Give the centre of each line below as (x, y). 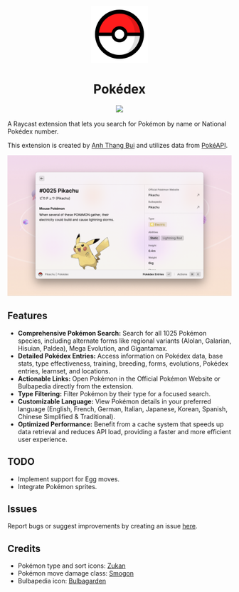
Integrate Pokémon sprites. (57, 486)
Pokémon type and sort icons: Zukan (71, 566)
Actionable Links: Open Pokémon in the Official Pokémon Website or (119, 378)
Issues (22, 509)
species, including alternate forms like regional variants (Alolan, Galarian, (124, 341)
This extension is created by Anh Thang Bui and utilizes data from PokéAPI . (118, 145)
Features (27, 316)
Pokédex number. (33, 131)
